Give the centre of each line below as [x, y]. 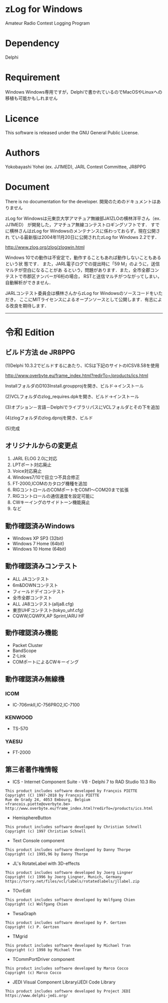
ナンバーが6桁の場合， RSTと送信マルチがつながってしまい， [99, 276]
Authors [22, 152]
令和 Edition [30, 332]
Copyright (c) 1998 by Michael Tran [43, 950]
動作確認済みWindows [40, 526]
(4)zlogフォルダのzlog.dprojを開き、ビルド [49, 418]
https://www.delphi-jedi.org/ [37, 995]
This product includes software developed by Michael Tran [68, 945]
